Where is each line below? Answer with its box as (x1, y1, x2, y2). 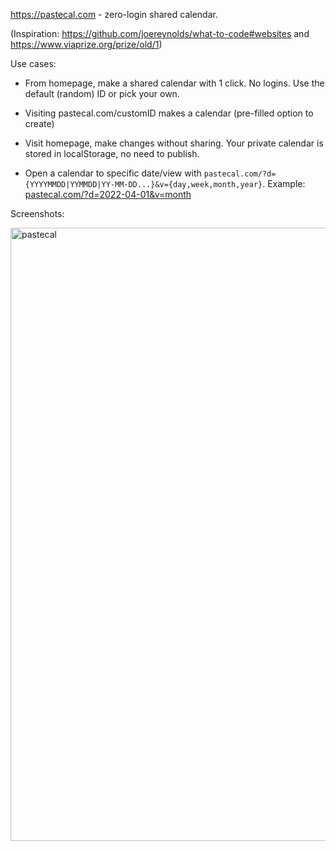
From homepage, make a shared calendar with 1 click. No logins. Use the (24, 77, 325, 89)
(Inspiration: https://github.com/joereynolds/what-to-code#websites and (10, 28, 310, 39)
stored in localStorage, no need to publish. (24, 148, 200, 159)
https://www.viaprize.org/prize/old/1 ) (10, 39, 163, 50)
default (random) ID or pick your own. (24, 88, 180, 99)
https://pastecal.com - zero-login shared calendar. (10, 9, 218, 20)
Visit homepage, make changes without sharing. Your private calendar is (24, 137, 324, 149)
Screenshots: (10, 208, 65, 219)
